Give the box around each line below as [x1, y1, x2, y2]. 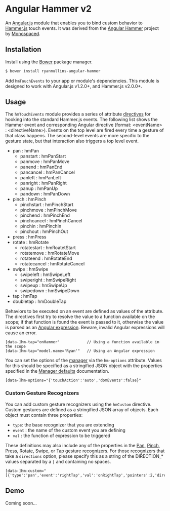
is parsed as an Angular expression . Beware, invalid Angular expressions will [5, 325, 165, 331]
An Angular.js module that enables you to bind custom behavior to [5, 20, 143, 26]
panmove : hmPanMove [20, 159, 70, 165]
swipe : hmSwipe [12, 266, 49, 272]
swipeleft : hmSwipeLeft [20, 271, 71, 278]
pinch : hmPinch [12, 196, 47, 203]
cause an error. [5, 330, 37, 336]
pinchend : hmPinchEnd [20, 212, 70, 218]
